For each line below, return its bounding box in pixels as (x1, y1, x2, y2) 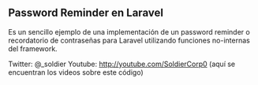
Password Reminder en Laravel (8, 6, 164, 20)
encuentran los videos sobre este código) (8, 67, 144, 77)
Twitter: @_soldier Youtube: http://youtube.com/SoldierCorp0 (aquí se (8, 59, 236, 68)
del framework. (8, 43, 58, 54)
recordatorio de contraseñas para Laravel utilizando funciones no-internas (8, 35, 250, 45)
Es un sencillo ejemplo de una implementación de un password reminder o (8, 27, 250, 36)
